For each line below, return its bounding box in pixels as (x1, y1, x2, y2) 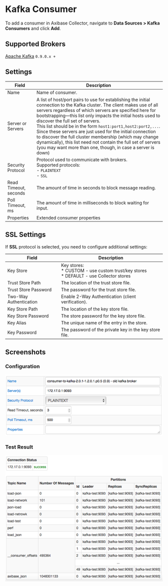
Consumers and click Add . (5, 25, 61, 31)
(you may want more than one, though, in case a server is (36, 144, 154, 150)
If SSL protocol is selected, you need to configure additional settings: (5, 243, 147, 249)
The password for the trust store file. (60, 286, 136, 293)
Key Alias (7, 320, 26, 326)
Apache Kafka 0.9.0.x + (5, 53, 56, 59)
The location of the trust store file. (60, 279, 131, 285)
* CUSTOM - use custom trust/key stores (60, 267, 147, 273)
